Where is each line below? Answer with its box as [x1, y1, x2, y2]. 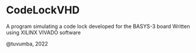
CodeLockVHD [6, 3, 80, 17]
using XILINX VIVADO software [6, 29, 81, 36]
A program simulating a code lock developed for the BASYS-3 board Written [6, 23, 190, 30]
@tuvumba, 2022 [6, 40, 48, 47]
